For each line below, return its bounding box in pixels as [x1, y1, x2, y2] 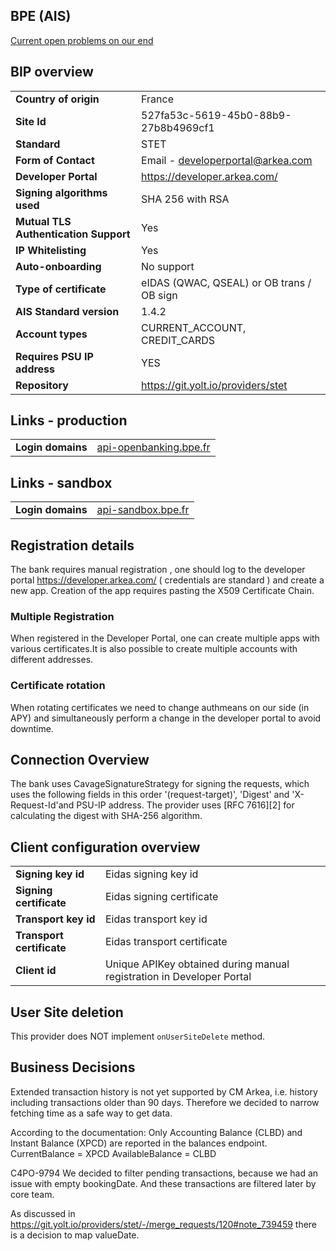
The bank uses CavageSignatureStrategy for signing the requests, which [10, 778, 310, 790]
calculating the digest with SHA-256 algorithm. [10, 810, 203, 822]
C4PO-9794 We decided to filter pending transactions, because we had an [10, 1167, 319, 1179]
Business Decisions [10, 1059, 136, 1076]
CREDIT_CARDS [141, 333, 216, 347]
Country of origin [15, 92, 100, 106]
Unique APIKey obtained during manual [104, 957, 290, 971]
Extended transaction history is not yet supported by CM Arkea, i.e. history [10, 1085, 318, 1098]
